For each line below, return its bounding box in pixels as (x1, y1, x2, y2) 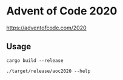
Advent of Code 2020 (6, 4, 118, 18)
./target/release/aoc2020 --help (6, 68, 91, 74)
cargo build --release (6, 57, 64, 64)
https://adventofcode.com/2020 (6, 24, 87, 31)
